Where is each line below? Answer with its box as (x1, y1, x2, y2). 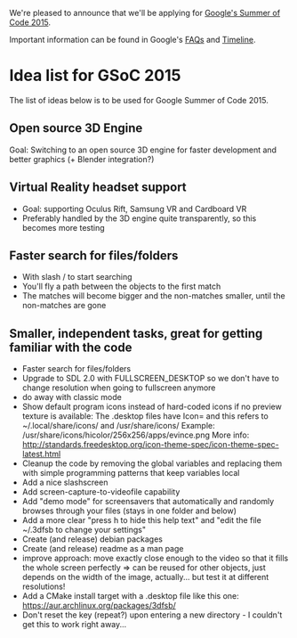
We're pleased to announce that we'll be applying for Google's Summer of (9, 8, 281, 18)
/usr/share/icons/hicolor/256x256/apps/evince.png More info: (21, 429, 250, 440)
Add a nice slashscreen (21, 477, 108, 488)
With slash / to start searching (21, 272, 132, 282)
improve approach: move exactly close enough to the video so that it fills (21, 552, 289, 564)
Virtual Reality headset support (9, 180, 187, 195)
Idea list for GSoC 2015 (9, 66, 181, 86)
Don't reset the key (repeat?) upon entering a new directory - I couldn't (21, 609, 283, 620)
